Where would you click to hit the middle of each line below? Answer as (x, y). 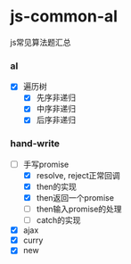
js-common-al (64, 16)
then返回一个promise (75, 197)
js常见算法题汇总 (41, 42)
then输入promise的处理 (79, 209)
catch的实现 (58, 220)
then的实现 (56, 186)
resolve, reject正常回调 (78, 175)
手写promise (46, 164)
